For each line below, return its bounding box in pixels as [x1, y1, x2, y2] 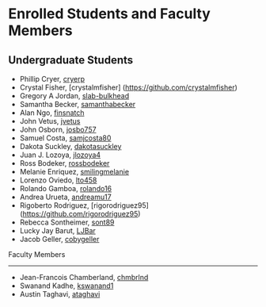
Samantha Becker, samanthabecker [19, 100, 136, 109]
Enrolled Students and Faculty [8, 5, 211, 23]
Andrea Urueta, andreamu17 [19, 192, 112, 201]
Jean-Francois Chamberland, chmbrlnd [19, 273, 149, 282]
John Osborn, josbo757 [19, 125, 97, 134]
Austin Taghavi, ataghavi [19, 290, 101, 298]
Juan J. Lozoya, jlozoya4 [19, 150, 101, 159]
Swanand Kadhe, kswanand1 [19, 281, 114, 290]
